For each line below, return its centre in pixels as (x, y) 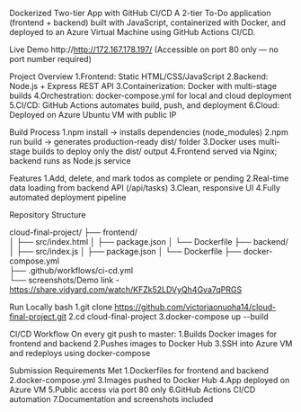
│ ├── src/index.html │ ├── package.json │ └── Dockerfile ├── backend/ (149, 242)
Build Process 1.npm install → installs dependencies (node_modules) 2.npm (149, 132)
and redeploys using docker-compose (80, 353)
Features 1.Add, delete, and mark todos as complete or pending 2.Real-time (149, 178)
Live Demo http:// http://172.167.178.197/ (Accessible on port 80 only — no (144, 49)
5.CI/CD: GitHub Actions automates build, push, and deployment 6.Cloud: (145, 105)
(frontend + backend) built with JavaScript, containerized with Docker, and (147, 22)
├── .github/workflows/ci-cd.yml (71, 270)
